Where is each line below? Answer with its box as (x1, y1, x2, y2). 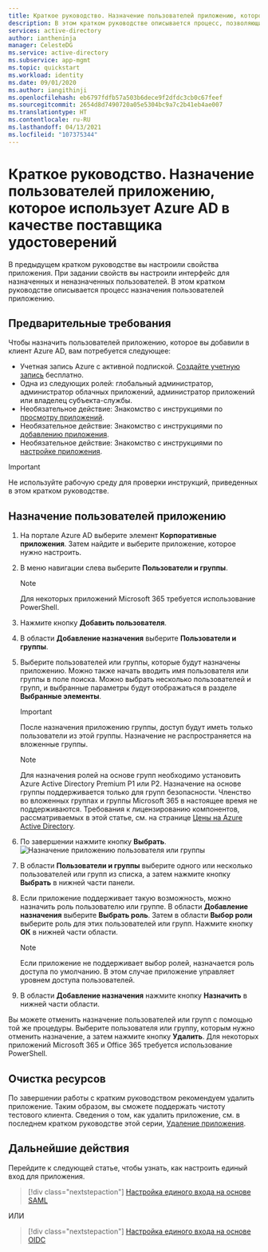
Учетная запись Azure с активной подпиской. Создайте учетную (19, 361, 241, 372)
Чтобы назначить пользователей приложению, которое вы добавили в (8, 337, 250, 348)
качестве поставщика (8, 216, 163, 234)
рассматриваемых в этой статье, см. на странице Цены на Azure (19, 813, 243, 823)
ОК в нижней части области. (19, 927, 118, 937)
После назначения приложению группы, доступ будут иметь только (19, 723, 254, 732)
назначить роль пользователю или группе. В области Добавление (19, 902, 249, 911)
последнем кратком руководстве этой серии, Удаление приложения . (8, 1118, 246, 1128)
